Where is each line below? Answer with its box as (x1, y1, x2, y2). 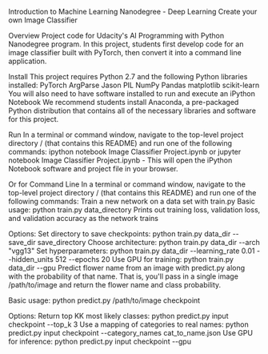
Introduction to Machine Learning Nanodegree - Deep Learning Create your (8, 7, 258, 16)
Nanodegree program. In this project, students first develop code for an (8, 39, 244, 49)
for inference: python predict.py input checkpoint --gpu (8, 336, 192, 346)
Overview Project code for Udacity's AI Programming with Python (8, 31, 225, 40)
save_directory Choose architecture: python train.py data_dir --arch (37, 238, 260, 247)
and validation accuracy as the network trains (8, 214, 158, 223)
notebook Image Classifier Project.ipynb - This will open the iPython (8, 155, 233, 165)
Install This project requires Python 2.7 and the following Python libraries (8, 72, 248, 81)
